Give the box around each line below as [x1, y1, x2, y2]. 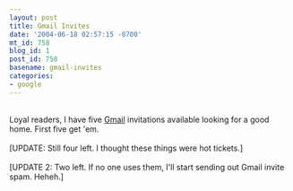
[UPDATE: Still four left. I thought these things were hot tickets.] [9, 143, 244, 153]
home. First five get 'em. [9, 123, 99, 135]
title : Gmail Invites [9, 22, 90, 30]
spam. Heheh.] [9, 171, 65, 182]
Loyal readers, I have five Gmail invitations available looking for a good [9, 114, 270, 125]
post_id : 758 [9, 55, 58, 64]
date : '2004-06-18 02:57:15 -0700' [9, 30, 142, 39]
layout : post [9, 13, 58, 22]
